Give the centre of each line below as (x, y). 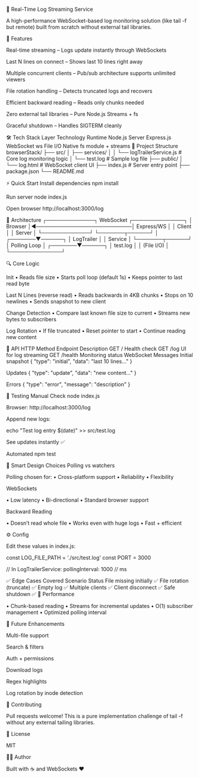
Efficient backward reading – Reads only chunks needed (75, 102)
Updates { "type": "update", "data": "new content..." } (71, 373)
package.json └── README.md (45, 171)
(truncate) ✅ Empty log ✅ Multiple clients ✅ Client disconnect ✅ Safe (91, 587)
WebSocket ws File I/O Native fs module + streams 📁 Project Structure (92, 146)
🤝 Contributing (24, 704)
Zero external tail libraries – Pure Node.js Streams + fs (72, 114)
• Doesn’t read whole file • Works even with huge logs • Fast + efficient (94, 523)
